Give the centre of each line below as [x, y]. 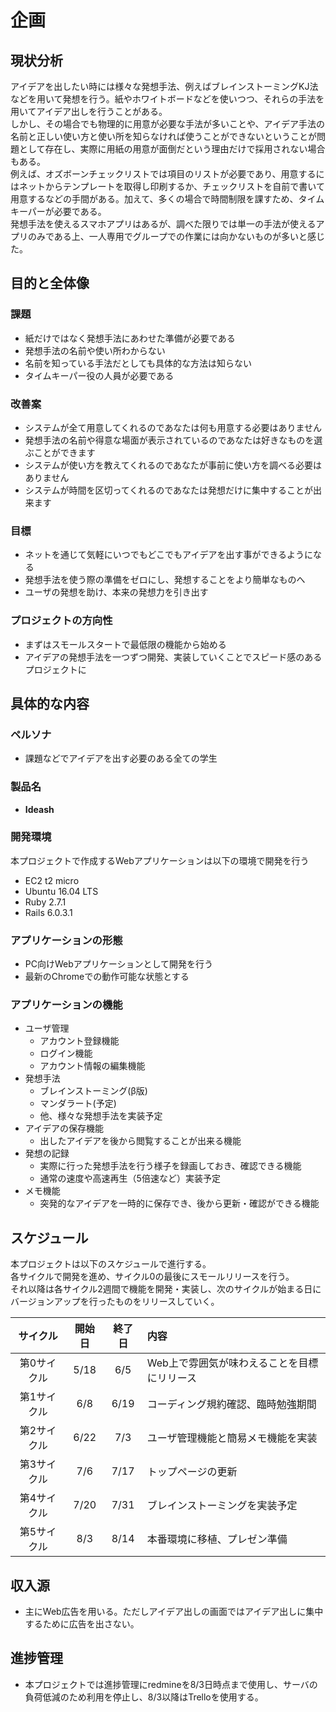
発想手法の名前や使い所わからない [95, 350]
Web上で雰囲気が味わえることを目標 [232, 1363]
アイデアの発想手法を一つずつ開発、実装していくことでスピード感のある [173, 657]
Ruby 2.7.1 [45, 902]
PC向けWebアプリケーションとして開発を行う [119, 964]
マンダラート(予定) [78, 1103]
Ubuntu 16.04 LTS [61, 891]
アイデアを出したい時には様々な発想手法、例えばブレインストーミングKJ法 [164, 86]
